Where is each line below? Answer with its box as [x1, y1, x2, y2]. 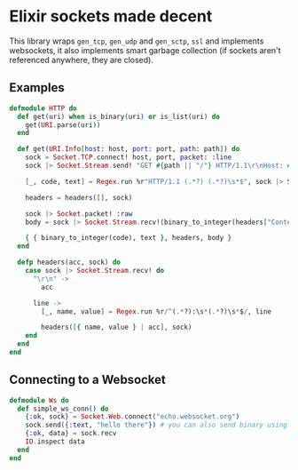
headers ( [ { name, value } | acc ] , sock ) [41, 323, 192, 332]
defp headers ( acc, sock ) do [17, 258, 122, 267]
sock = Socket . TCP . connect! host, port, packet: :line [25, 153, 232, 162]
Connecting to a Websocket [9, 372, 167, 387]
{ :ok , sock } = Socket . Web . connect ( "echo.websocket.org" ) [25, 412, 240, 421]
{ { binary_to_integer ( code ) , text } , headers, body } [25, 234, 232, 243]
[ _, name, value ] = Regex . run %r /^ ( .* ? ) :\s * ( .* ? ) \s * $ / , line [41, 307, 272, 316]
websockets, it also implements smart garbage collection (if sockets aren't [9, 44, 281, 55]
